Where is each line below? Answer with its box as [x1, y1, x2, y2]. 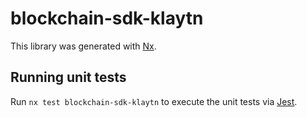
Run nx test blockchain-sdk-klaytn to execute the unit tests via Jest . [10, 95, 298, 107]
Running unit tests [10, 69, 127, 86]
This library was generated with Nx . [10, 40, 157, 52]
